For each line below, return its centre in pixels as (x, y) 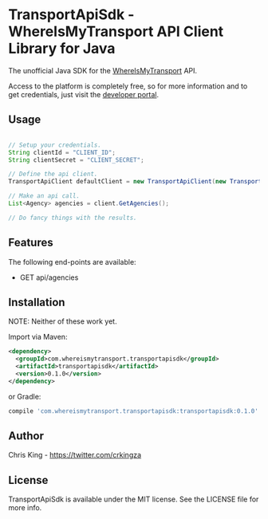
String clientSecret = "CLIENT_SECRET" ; (77, 160)
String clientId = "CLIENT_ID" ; (62, 152)
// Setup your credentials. (55, 145)
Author (26, 436)
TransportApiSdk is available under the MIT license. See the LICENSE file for (134, 499)
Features (31, 243)
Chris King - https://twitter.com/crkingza (75, 455)
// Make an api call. (44, 196)
